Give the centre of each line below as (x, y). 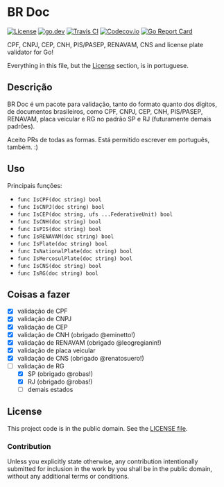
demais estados (50, 390)
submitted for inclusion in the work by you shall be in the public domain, (110, 469)
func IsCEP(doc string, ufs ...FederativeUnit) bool (95, 214)
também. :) (23, 147)
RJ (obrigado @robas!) (60, 382)
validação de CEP (42, 327)
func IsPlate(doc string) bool (62, 243)
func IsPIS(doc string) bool (59, 229)
